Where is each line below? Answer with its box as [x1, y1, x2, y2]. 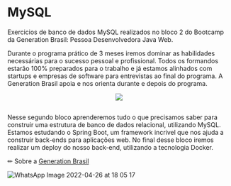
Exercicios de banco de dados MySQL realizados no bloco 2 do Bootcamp [7, 28, 225, 36]
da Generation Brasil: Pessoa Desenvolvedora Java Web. [7, 35, 174, 43]
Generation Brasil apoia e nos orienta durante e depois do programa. [7, 79, 208, 87]
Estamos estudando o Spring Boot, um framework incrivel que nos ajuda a [7, 128, 225, 137]
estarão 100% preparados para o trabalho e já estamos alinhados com [7, 64, 213, 72]
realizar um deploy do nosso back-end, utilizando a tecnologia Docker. [7, 143, 214, 152]
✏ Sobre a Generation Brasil [7, 157, 89, 165]
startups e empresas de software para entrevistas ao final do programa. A [7, 72, 223, 80]
